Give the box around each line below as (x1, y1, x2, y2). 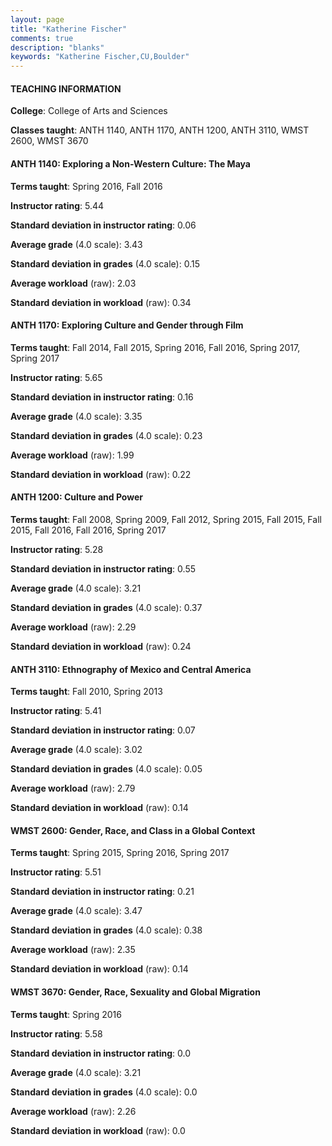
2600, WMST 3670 (10, 135, 89, 147)
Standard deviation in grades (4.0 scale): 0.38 (10, 924, 203, 936)
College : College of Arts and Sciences (10, 105, 168, 117)
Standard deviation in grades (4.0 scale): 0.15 (10, 257, 200, 270)
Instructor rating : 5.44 (10, 199, 105, 211)
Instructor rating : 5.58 (10, 1027, 103, 1040)
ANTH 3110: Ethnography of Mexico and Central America (10, 663, 252, 675)
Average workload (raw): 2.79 (10, 782, 136, 795)
